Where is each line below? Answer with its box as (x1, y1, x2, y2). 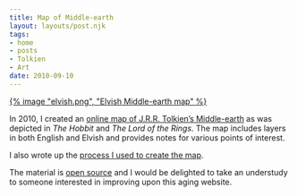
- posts (9, 47, 38, 55)
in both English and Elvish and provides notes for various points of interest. (9, 132, 285, 143)
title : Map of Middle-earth (9, 13, 115, 22)
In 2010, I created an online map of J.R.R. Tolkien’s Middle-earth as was (9, 113, 273, 124)
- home (9, 38, 34, 47)
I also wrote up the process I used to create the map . (9, 149, 204, 160)
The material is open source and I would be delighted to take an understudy (9, 166, 288, 177)
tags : (9, 30, 30, 38)
